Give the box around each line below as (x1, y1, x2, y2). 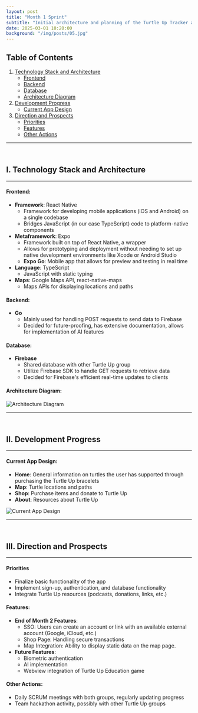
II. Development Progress (6, 434, 101, 444)
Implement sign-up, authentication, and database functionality (14, 584, 166, 591)
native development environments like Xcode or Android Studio (23, 251, 177, 259)
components (23, 226, 54, 233)
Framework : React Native (14, 201, 78, 208)
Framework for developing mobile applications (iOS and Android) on (23, 207, 189, 214)
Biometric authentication (23, 655, 84, 662)
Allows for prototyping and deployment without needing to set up (23, 245, 182, 252)
